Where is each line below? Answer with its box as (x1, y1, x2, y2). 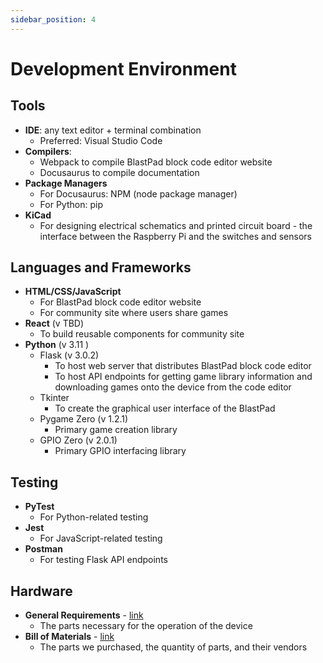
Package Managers (24, 177, 108, 189)
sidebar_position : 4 (10, 14, 97, 25)
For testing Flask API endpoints (39, 554, 168, 566)
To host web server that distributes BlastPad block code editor (54, 360, 312, 372)
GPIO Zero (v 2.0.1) (39, 434, 118, 446)
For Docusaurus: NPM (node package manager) (39, 187, 238, 200)
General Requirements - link (24, 609, 144, 621)
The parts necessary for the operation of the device (39, 620, 253, 632)
